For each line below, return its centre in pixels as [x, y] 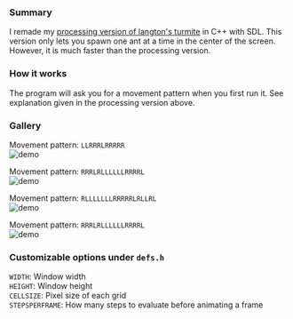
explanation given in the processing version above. [102, 102]
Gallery [25, 125]
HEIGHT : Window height [51, 286]
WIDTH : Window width [48, 276]
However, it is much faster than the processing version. [110, 51]
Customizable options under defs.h [87, 257]
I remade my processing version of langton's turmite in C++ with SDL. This [146, 32]
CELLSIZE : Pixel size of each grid [68, 296]
